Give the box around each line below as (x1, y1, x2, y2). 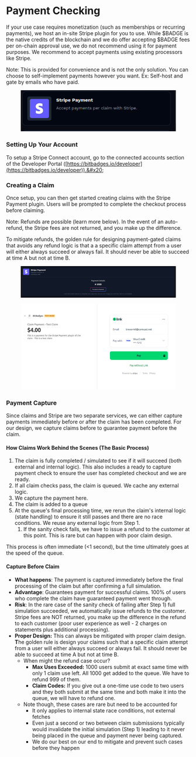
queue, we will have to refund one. (32, 694, 116, 701)
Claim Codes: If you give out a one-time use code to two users (32, 682, 184, 689)
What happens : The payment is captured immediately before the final (14, 576, 183, 583)
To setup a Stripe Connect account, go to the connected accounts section (6, 154, 184, 161)
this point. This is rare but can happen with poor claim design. (23, 532, 173, 539)
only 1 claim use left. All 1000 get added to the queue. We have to (32, 670, 190, 677)
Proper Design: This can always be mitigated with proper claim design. (14, 632, 186, 639)
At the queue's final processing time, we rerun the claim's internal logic (14, 507, 186, 514)
